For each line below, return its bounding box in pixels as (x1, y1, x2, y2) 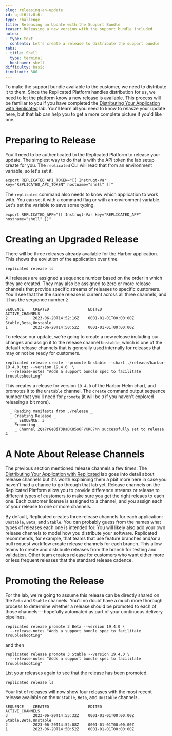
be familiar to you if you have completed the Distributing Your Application (5, 100, 160, 106)
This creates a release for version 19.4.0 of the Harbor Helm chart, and (5, 382, 156, 388)
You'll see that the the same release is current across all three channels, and (5, 291, 167, 297)
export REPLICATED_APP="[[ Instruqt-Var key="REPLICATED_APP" (5, 212, 141, 217)
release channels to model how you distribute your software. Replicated (5, 530, 158, 536)
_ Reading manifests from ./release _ (10, 409, 93, 414)
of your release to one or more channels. (5, 503, 91, 509)
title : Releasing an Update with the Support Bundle (5, 22, 121, 27)
